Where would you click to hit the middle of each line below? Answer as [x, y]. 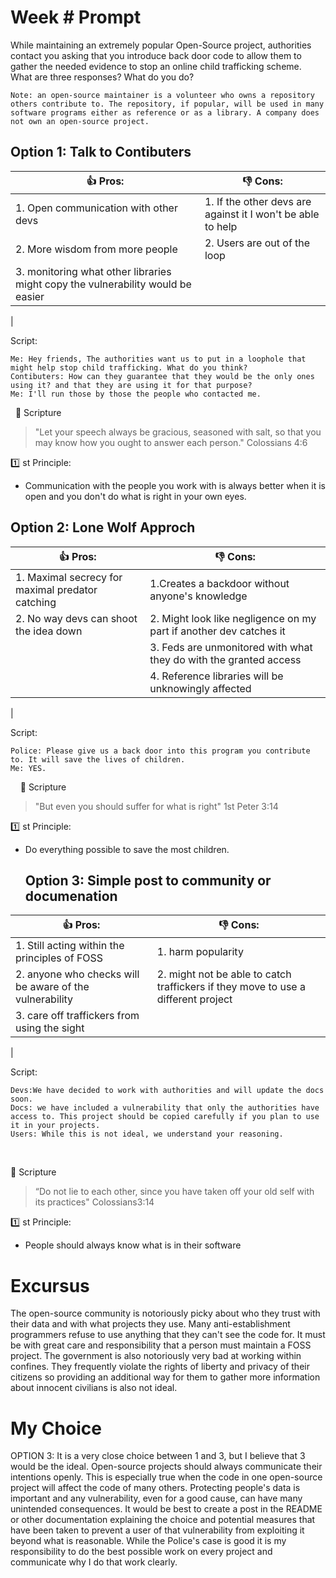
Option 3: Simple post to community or [148, 880]
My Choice [56, 1428]
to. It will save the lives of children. [98, 759]
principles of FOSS [59, 958]
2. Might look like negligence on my [233, 618]
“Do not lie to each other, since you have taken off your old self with [174, 1192]
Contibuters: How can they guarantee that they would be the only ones [162, 376]
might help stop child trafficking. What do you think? [129, 367]
